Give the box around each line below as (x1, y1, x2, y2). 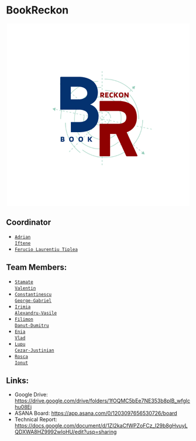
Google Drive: (14, 391, 48, 398)
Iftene (14, 240, 31, 246)
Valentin (14, 285, 36, 291)
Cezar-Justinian (14, 347, 54, 353)
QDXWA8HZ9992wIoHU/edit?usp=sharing (14, 428, 117, 436)
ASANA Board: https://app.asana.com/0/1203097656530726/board (14, 410, 177, 417)
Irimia (14, 304, 31, 310)
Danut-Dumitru (14, 322, 49, 328)
